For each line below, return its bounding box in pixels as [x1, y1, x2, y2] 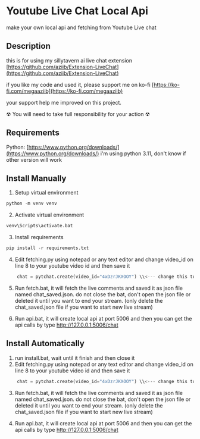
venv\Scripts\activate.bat [6, 223, 73, 229]
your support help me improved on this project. [6, 99, 122, 106]
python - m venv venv [6, 200, 58, 206]
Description [6, 41, 51, 51]
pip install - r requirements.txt [6, 245, 89, 251]
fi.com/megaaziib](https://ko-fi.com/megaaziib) [6, 87, 123, 95]
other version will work [6, 156, 62, 163]
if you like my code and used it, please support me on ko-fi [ [6, 81, 154, 88]
